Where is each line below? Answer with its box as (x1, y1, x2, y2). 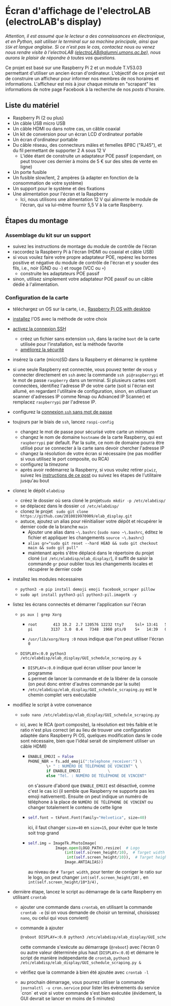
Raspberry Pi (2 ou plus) (12, 115, 64, 121)
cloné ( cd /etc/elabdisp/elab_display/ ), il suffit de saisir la (27, 555, 153, 561)
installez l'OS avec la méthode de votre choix (12, 316, 107, 322)
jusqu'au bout (20, 477, 49, 483)
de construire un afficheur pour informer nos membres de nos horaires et (5, 75, 159, 81)
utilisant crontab (12, 894, 47, 900)
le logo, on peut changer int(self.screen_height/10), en (27, 875, 149, 881)
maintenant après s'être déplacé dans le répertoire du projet (27, 550, 154, 556)
